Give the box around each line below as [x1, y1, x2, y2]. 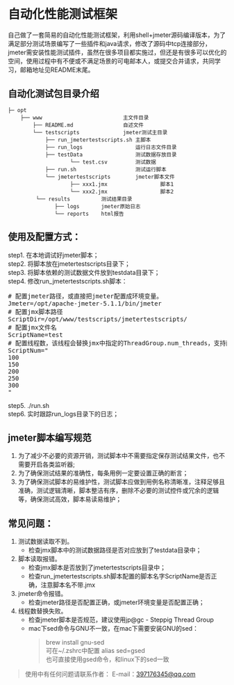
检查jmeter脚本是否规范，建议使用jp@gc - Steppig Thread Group [28, 615, 215, 624]
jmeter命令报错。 [17, 590, 67, 598]
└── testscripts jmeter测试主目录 [33, 129, 168, 136]
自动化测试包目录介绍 [8, 88, 99, 100]
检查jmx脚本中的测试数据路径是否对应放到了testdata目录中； [28, 546, 202, 554]
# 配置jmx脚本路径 [8, 308, 63, 315]
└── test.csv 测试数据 [69, 158, 157, 166]
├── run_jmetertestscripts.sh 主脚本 [44, 136, 151, 143]
